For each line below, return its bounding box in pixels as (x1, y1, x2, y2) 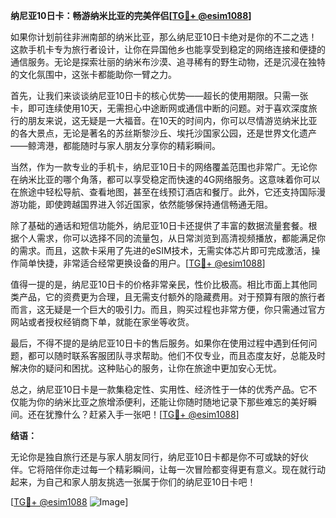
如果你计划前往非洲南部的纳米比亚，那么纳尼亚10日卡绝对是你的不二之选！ (10, 31, 318, 43)
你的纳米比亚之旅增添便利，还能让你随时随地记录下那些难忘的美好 (36, 396, 308, 408)
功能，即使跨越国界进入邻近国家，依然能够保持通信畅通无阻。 (18, 199, 273, 210)
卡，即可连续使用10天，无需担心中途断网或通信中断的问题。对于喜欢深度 (10, 102, 309, 114)
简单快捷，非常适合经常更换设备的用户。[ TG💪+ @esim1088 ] (18, 257, 266, 269)
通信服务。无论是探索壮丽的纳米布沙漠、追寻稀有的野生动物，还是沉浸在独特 (10, 56, 326, 68)
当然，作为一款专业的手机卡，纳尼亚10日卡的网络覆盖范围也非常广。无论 (10, 161, 309, 173)
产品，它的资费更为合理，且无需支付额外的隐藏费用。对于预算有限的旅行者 (18, 291, 326, 303)
